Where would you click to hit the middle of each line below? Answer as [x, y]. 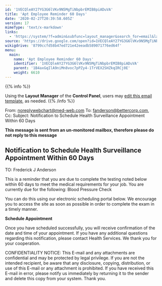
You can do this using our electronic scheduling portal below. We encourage [81, 199]
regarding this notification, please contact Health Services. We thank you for [81, 238]
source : [13, 41]
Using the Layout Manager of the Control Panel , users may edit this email [79, 95]
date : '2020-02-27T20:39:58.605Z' [40, 18]
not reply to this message [31, 135]
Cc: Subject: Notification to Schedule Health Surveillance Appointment [75, 115]
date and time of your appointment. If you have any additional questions [76, 233]
